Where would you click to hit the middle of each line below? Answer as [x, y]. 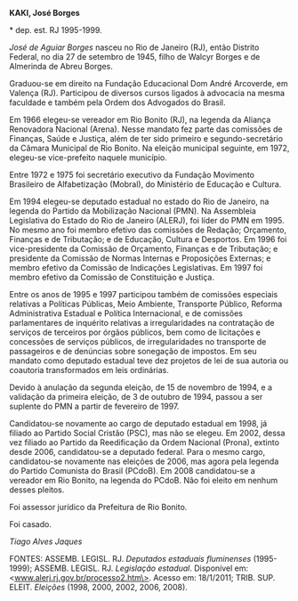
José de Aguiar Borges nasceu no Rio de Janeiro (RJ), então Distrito [134, 47]
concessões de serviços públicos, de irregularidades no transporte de [138, 341]
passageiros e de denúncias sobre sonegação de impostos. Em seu [133, 351]
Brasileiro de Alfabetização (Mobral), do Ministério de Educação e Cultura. [145, 184]
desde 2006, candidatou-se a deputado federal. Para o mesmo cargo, [137, 452]
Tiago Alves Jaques [46, 541]
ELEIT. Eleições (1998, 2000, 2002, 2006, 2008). [99, 587]
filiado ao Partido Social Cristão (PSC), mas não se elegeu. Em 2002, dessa [147, 433]
